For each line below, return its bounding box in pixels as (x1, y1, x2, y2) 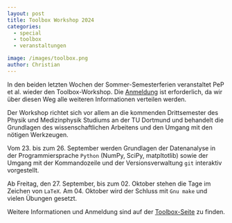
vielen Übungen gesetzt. (7, 194, 78, 202)
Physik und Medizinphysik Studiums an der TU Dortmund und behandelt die (7, 116, 224, 124)
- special (13, 29, 42, 37)
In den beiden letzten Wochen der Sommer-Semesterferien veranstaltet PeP (7, 80, 224, 89)
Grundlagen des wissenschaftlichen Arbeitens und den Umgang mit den (7, 123, 213, 132)
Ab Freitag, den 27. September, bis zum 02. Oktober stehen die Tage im (7, 179, 211, 188)
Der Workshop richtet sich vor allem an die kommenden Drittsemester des (7, 108, 219, 116)
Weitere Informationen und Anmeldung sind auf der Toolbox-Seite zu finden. (7, 207, 225, 215)
